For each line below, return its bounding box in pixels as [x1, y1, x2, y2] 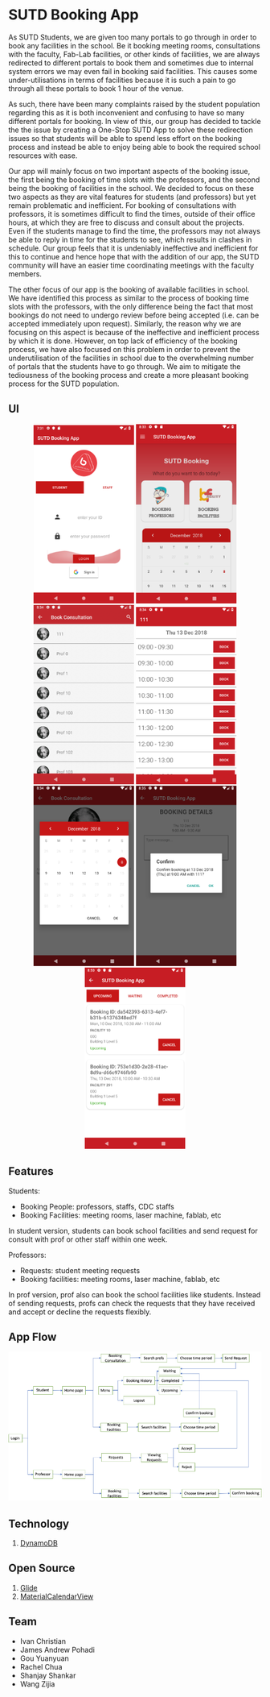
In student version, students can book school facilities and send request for [8, 1226, 259, 1235]
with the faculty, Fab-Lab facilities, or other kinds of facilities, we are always [8, 49, 260, 59]
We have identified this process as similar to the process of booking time [8, 293, 249, 303]
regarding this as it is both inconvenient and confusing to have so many [8, 107, 245, 118]
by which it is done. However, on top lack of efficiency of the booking [8, 336, 239, 346]
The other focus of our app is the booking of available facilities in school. [8, 284, 250, 294]
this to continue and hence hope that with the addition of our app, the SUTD [8, 251, 260, 261]
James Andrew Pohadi [19, 1645, 95, 1654]
